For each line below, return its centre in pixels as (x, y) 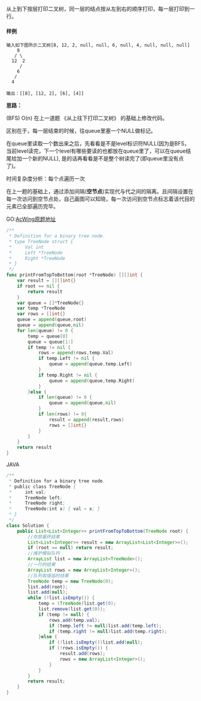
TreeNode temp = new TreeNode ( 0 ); (71, 581)
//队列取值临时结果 (48, 576)
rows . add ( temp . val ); (74, 620)
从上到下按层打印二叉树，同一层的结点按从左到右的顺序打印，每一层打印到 (98, 9)
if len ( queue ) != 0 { (65, 397)
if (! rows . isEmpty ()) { (79, 648)
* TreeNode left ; (36, 498)
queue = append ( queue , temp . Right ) (92, 381)
